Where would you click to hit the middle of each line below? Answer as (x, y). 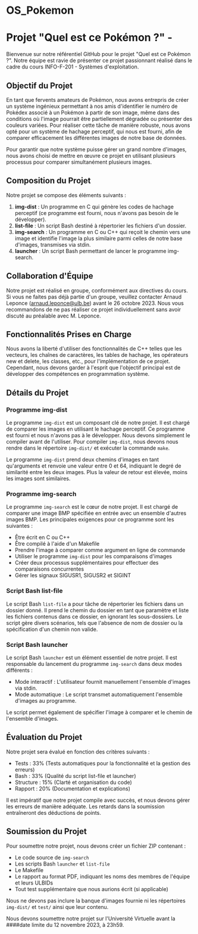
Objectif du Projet (40, 85)
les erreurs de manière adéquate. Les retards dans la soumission (86, 806)
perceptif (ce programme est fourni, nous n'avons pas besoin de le (97, 213)
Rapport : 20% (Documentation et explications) (73, 788)
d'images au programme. (45, 700)
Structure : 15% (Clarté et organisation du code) (73, 782)
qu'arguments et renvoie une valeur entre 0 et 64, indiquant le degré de (94, 466)
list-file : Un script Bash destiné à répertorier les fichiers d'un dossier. (100, 225)
